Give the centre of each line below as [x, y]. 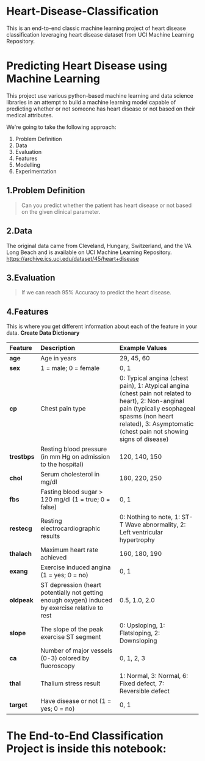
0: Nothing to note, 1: [150, 517]
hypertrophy [137, 540]
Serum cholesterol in [70, 475]
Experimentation [36, 171]
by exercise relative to [72, 608]
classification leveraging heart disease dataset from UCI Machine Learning [100, 34]
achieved [54, 558]
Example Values [143, 348]
